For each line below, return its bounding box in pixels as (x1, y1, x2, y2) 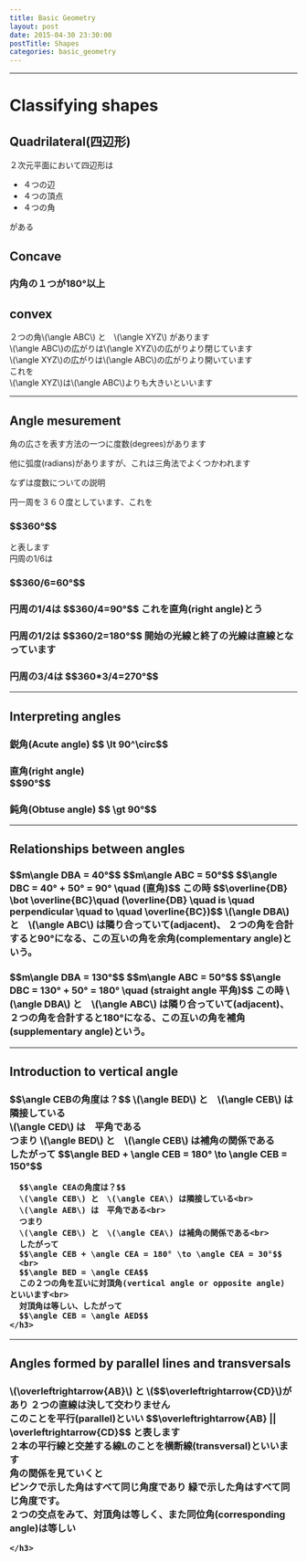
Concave (9, 248, 62, 264)
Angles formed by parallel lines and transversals (9, 1356, 291, 1371)
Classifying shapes (9, 95, 159, 116)
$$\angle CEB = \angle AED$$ (18, 1311, 149, 1321)
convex (9, 306, 53, 322)
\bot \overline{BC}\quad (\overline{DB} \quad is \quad (9, 894, 255, 907)
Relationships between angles (9, 841, 185, 857)
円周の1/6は (9, 554, 53, 565)
